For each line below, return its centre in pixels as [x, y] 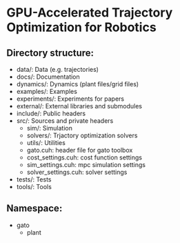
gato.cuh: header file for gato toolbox [80, 150]
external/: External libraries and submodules [79, 106]
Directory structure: [50, 53]
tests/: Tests [34, 179]
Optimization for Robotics [81, 27]
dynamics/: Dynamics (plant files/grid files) [78, 84]
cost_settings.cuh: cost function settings [84, 157]
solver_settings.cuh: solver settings [77, 172]
